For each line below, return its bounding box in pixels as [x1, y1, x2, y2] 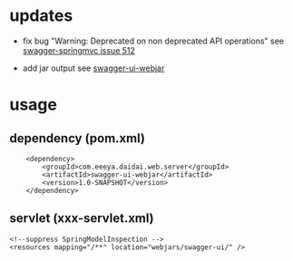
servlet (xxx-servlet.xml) [9, 210, 154, 227]
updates [9, 5, 73, 26]
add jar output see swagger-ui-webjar [22, 63, 165, 73]
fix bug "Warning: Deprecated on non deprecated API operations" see [22, 35, 284, 46]
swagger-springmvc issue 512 [22, 44, 136, 55]
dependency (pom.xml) [9, 130, 145, 146]
